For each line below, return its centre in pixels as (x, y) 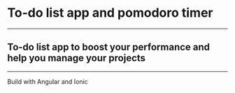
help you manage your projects (76, 58)
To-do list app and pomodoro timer (110, 13)
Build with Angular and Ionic (48, 81)
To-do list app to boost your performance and (109, 47)
